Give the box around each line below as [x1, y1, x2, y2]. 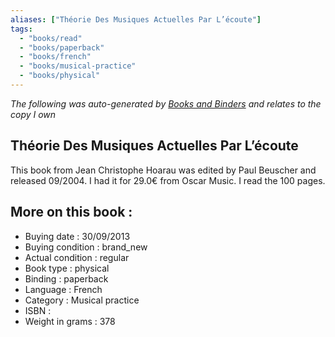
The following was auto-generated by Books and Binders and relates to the [10, 97, 322, 110]
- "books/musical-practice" [19, 61, 137, 71]
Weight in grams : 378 [24, 315, 116, 327]
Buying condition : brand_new [24, 241, 148, 253]
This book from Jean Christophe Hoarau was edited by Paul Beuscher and [10, 164, 317, 176]
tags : [10, 24, 33, 34]
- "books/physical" [19, 71, 101, 81]
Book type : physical [24, 262, 110, 274]
